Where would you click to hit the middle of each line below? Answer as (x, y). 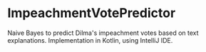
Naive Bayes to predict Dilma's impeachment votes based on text (103, 33)
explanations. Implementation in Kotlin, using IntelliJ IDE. (90, 40)
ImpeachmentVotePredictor (92, 13)
